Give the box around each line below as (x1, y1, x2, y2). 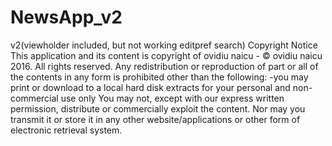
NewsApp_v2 (10, 6, 123, 29)
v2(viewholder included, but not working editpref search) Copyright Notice (10, 39, 318, 51)
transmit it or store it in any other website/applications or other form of (10, 113, 301, 125)
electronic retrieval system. (10, 124, 123, 136)
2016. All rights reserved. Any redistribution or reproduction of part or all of (10, 60, 319, 72)
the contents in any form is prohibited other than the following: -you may (10, 71, 309, 83)
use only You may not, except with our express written (60, 92, 285, 104)
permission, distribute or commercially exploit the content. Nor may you (10, 102, 306, 115)
